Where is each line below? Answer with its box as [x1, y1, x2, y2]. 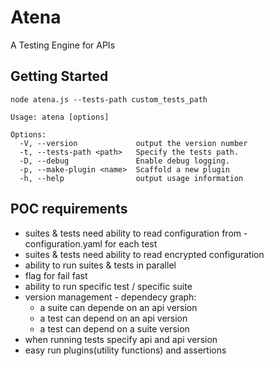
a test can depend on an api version [39, 312, 188, 324]
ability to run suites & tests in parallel [24, 259, 177, 271]
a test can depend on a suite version [39, 322, 190, 335]
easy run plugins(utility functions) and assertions [24, 344, 227, 356]
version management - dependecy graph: [24, 291, 197, 303]
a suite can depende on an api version [39, 301, 198, 313]
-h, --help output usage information [19, 173, 244, 183]
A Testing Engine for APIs [10, 39, 116, 51]
